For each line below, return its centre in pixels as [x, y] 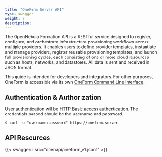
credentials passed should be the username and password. [64, 114]
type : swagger [19, 14]
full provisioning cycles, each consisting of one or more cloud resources [77, 57]
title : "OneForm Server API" [34, 9]
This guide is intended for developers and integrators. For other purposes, [79, 77]
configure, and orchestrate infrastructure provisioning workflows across [77, 42]
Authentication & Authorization [53, 97]
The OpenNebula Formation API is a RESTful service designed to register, [78, 37]
